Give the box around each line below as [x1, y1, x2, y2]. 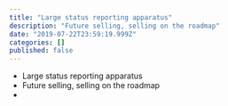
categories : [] [9, 37, 66, 47]
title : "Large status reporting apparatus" [9, 12, 173, 22]
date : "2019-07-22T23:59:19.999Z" [9, 29, 138, 38]
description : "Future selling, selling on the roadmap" [9, 21, 220, 30]
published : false [9, 46, 74, 55]
